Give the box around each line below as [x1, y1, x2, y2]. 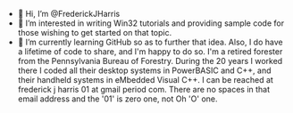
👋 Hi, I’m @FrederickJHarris [17, 9, 121, 19]
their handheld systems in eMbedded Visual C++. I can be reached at [17, 75, 274, 85]
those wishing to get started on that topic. [17, 28, 172, 37]
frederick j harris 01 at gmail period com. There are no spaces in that [17, 85, 271, 94]
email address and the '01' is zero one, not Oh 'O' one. [17, 93, 218, 104]
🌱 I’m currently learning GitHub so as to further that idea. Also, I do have [17, 36, 283, 47]
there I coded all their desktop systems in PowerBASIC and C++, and [17, 65, 272, 76]
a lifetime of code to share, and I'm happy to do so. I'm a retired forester [17, 46, 283, 57]
